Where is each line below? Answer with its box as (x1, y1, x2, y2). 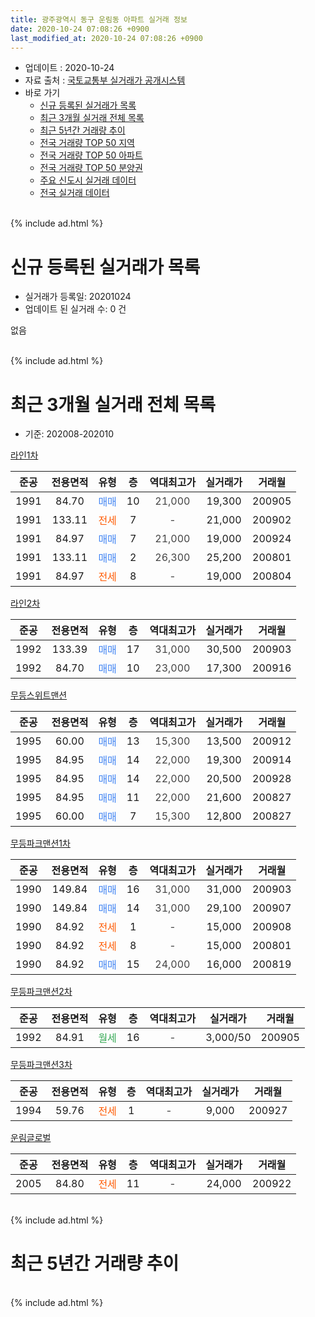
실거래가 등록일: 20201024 (24, 291, 132, 303)
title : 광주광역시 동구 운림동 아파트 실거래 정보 (10, 14, 188, 25)
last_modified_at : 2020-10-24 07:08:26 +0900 (10, 33, 203, 43)
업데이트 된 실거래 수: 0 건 (24, 303, 127, 315)
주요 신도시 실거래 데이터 (39, 174, 137, 186)
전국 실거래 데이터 (39, 187, 110, 199)
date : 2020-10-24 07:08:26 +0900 (10, 24, 150, 34)
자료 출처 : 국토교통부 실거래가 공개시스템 (24, 74, 186, 86)
